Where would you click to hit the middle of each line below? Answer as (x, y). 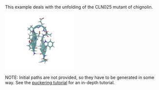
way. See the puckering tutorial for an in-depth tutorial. (60, 83)
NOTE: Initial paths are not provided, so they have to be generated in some (80, 77)
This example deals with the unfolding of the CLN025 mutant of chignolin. (79, 7)
